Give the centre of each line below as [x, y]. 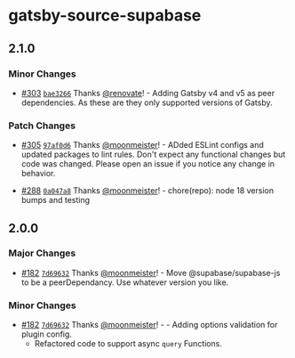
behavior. [38, 174]
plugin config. [47, 334]
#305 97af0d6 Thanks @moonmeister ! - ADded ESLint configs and [142, 145]
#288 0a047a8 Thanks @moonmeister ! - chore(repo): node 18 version [147, 191]
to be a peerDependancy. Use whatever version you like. [125, 282]
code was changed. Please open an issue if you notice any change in [148, 164]
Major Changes [42, 253]
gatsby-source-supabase [105, 16]
